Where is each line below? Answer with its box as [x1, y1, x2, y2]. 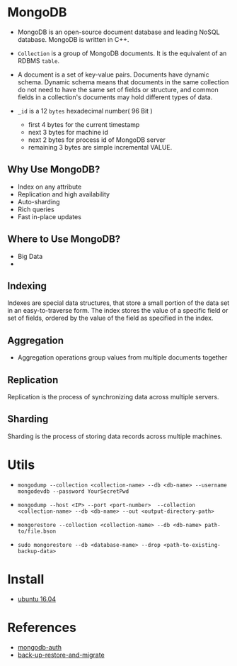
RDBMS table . [17, 56, 60, 65]
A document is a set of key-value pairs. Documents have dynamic [17, 70, 210, 79]
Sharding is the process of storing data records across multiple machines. [7, 432, 223, 440]
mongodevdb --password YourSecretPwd [17, 487, 129, 495]
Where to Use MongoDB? [7, 233, 121, 245]
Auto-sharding [17, 197, 60, 206]
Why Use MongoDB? [7, 164, 100, 176]
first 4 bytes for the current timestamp [28, 120, 140, 128]
